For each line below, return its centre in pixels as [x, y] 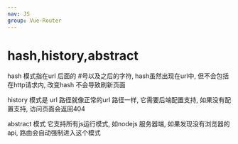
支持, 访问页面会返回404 [49, 109]
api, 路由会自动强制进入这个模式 [54, 133]
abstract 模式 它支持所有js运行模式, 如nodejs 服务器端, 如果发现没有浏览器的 [119, 124]
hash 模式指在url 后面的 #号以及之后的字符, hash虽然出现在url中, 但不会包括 [118, 76]
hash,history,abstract [73, 56]
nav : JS [19, 14]
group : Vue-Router [34, 21]
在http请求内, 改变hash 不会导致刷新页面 [66, 85]
